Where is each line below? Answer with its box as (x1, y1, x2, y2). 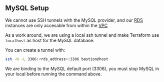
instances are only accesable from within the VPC (5, 22, 108, 28)
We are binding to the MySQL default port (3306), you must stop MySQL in (5, 66, 159, 72)
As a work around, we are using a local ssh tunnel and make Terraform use (5, 32, 159, 38)
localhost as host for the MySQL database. (5, 37, 94, 43)
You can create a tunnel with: (5, 47, 65, 53)
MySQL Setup (5, 4, 49, 12)
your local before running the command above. (5, 71, 102, 77)
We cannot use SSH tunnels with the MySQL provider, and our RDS (5, 17, 143, 23)
